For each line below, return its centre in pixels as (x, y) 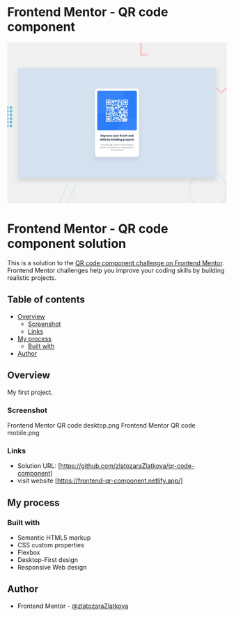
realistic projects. (32, 278)
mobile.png (23, 432)
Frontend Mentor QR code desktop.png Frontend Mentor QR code (102, 425)
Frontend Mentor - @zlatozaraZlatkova (73, 606)
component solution (67, 244)
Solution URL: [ (39, 466)
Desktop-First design (48, 560)
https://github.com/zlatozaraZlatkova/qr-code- (127, 466)
